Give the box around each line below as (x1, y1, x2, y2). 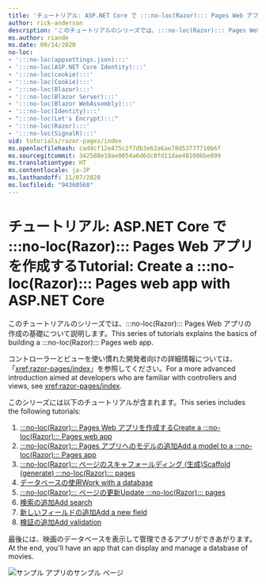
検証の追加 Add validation (19, 517, 102, 527)
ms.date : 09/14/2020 (8, 41, 77, 49)
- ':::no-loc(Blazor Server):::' (8, 93, 119, 101)
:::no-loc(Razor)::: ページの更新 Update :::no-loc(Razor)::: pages (19, 487, 226, 497)
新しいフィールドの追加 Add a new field (19, 507, 148, 517)
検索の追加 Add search (19, 497, 93, 507)
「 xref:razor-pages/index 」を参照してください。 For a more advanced (8, 364, 236, 373)
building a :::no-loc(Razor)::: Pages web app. (8, 338, 154, 347)
